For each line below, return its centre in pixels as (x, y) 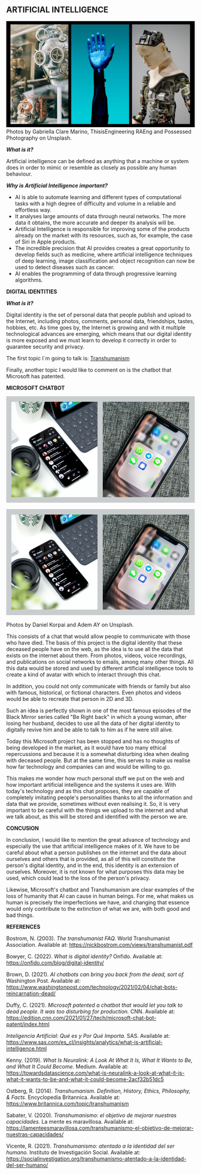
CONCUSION (22, 828)
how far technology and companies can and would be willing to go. (89, 767)
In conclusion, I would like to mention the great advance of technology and (98, 840)
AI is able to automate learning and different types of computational (98, 197)
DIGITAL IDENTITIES (32, 292)
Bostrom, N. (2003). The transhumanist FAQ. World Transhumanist (88, 938)
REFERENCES (23, 927)
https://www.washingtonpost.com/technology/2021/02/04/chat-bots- (92, 987)
